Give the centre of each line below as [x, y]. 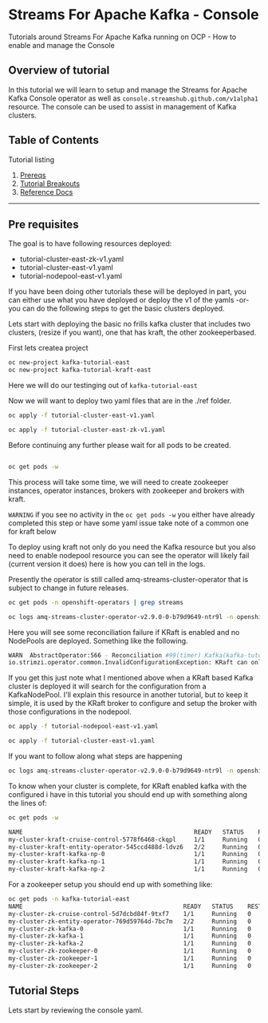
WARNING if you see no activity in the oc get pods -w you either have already [132, 514]
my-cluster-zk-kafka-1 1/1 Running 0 [130, 936]
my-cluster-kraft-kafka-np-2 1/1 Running [128, 869]
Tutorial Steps [44, 991]
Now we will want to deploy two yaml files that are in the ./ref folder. [120, 401]
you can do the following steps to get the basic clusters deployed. [116, 308]
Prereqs [33, 175]
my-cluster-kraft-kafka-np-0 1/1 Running [128, 854]
